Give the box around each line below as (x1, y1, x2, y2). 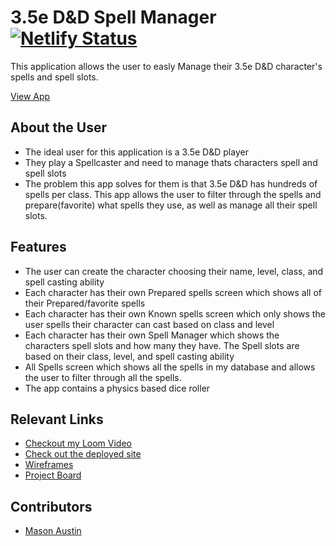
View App (10, 90, 51, 102)
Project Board (24, 469, 82, 481)
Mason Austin (24, 525, 82, 537)
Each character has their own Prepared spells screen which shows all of (24, 286, 322, 298)
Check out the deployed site (24, 448, 142, 460)
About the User (10, 119, 108, 136)
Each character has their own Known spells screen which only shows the (24, 307, 326, 320)
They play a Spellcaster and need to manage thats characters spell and (24, 156, 318, 168)
